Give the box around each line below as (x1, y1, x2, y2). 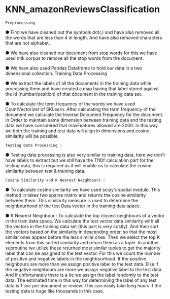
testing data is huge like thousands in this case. (5, 288, 105, 294)
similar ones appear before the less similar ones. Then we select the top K (5, 234, 160, 240)
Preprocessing (5, 20, 36, 25)
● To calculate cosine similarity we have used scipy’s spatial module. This (5, 186, 160, 193)
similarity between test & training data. (5, 168, 86, 174)
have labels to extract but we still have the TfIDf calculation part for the (5, 157, 154, 163)
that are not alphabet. (5, 40, 50, 46)
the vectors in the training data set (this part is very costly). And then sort (5, 223, 159, 229)
